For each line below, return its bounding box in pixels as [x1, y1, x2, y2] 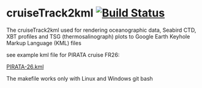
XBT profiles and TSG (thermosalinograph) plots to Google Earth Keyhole [6, 32, 190, 40]
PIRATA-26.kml [6, 63, 44, 70]
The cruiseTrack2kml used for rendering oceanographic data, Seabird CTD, [6, 26, 196, 34]
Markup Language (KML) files [6, 39, 81, 46]
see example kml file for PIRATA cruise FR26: [6, 51, 120, 58]
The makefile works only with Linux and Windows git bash [6, 75, 153, 82]
